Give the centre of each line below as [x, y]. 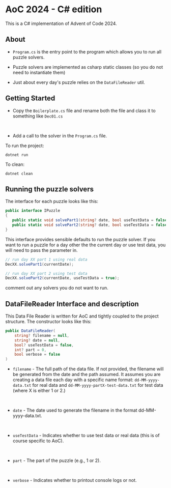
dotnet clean [19, 174]
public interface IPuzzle [33, 211]
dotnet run [17, 155]
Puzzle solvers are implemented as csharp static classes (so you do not [88, 67]
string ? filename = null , [42, 335]
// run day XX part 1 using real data [46, 260]
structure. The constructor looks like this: [48, 322]
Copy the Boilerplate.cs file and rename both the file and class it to [84, 110]
